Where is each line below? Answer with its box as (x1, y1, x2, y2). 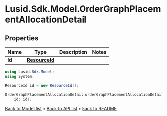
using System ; (5, 74, 35, 79)
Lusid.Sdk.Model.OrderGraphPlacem (5, 3, 161, 15)
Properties (5, 34, 39, 42)
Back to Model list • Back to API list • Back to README (5, 106, 117, 112)
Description (59, 49, 88, 55)
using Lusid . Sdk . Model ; (5, 69, 55, 74)
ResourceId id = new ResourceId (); (5, 83, 79, 88)
